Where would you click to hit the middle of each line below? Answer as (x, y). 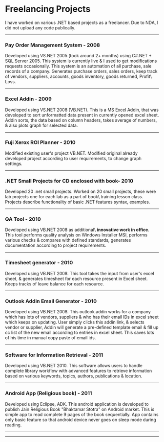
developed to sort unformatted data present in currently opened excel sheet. (82, 115)
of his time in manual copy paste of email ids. (51, 338)
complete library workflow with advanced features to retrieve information (79, 371)
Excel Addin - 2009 (29, 99)
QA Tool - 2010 (23, 219)
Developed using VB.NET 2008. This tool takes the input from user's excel (80, 273)
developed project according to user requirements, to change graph (73, 158)
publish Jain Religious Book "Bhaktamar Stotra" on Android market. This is (80, 409)
